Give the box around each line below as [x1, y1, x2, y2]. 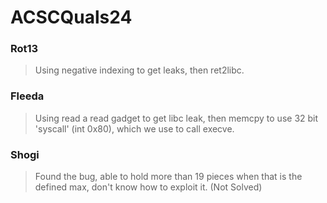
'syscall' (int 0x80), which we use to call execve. [34, 122, 235, 135]
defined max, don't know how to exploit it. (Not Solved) [34, 181, 263, 193]
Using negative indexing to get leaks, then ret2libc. [34, 64, 245, 76]
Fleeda [10, 89, 45, 103]
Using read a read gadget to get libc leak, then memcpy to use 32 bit [34, 112, 319, 124]
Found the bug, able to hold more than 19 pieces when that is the [34, 171, 303, 183]
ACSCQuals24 [10, 6, 133, 29]
